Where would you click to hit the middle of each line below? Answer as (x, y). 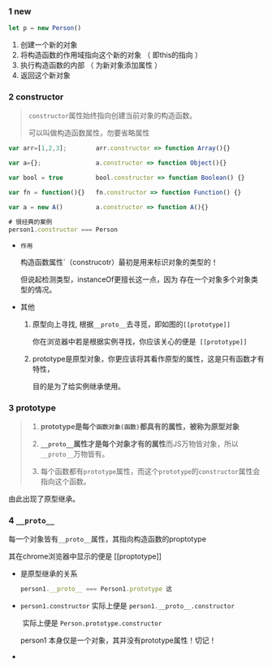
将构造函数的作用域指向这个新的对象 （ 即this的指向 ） (111, 55)
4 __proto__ (32, 520)
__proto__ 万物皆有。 (75, 454)
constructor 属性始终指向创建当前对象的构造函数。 (112, 116)
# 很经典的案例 (30, 222)
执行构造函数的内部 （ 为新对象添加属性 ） (91, 65)
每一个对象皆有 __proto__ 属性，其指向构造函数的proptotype (108, 539)
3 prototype (32, 407)
